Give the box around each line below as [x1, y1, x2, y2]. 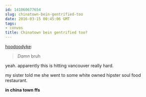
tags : [5, 21, 16, 26]
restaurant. [5, 77, 28, 83]
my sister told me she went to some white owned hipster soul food [5, 72, 141, 78]
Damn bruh [17, 53, 41, 59]
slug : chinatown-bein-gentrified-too [5, 12, 83, 17]
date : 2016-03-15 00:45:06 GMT [5, 16, 70, 21]
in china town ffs [5, 87, 41, 93]
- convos [5, 26, 23, 31]
